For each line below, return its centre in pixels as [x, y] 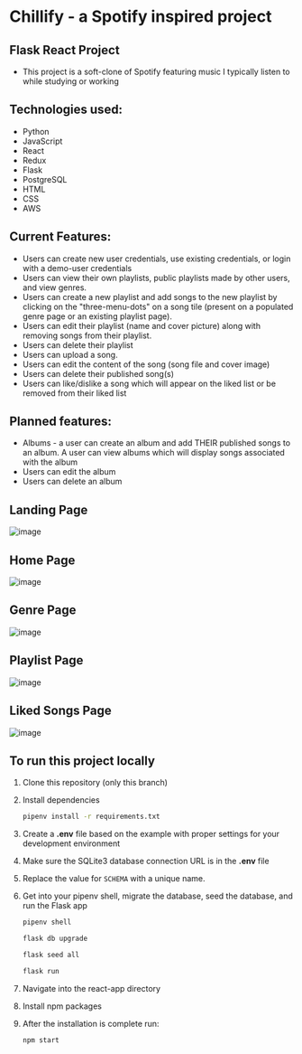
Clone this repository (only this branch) [95, 783]
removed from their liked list [74, 393]
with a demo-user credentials [77, 268]
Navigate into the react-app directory [91, 988]
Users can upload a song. [70, 354]
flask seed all [51, 955]
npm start [41, 1040]
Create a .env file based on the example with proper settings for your [151, 834]
